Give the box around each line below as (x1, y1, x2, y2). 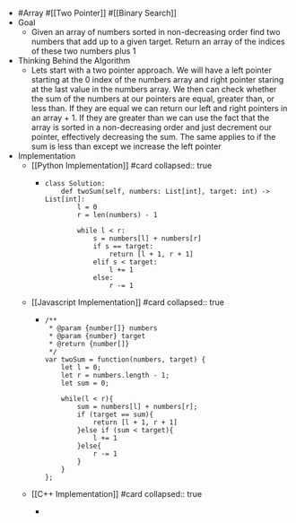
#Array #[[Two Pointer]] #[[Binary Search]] (17, 8, 177, 18)
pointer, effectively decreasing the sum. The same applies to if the (30, 132, 276, 142)
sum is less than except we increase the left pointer (30, 141, 222, 152)
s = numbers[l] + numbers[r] (92, 234, 202, 243)
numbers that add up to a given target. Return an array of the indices (30, 36, 285, 47)
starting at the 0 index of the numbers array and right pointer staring (30, 74, 284, 84)
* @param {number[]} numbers (48, 324, 158, 333)
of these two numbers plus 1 (30, 46, 136, 57)
